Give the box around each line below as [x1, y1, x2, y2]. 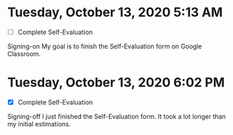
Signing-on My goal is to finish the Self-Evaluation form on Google [7, 42, 202, 50]
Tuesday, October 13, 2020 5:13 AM [7, 4, 223, 21]
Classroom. [7, 50, 41, 58]
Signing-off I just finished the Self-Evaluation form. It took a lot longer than [7, 112, 227, 121]
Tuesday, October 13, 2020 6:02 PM [7, 75, 225, 91]
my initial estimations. [7, 120, 71, 128]
